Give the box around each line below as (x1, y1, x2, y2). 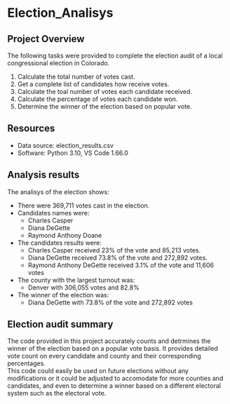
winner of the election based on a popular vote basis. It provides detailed (7, 344, 219, 353)
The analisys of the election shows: (7, 187, 110, 196)
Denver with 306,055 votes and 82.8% (27, 283, 140, 292)
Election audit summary (7, 318, 114, 330)
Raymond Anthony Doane (27, 231, 102, 239)
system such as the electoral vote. (7, 389, 107, 398)
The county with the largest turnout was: (17, 276, 135, 284)
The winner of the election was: (17, 290, 109, 299)
